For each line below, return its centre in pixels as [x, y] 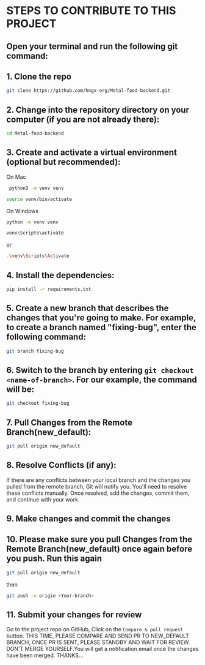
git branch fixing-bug [35, 351]
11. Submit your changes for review [74, 615]
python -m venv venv [33, 222]
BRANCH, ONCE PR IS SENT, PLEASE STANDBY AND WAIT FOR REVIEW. [98, 642]
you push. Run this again [54, 559]
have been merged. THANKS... [45, 655]
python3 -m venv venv [36, 188]
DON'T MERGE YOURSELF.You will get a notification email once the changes [103, 649]
